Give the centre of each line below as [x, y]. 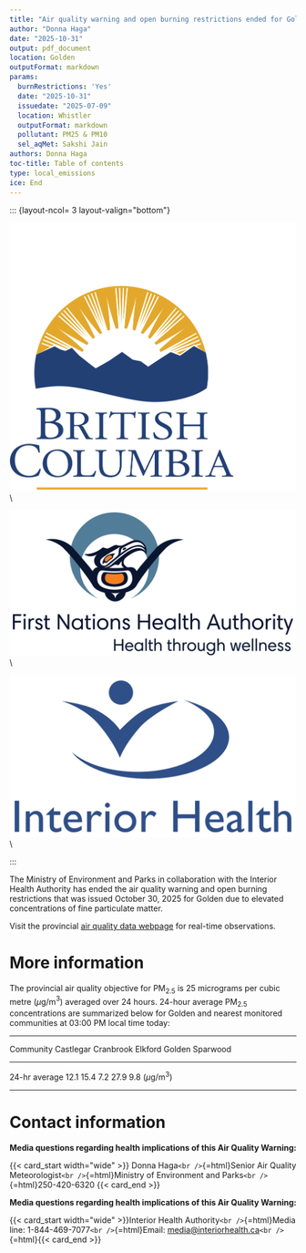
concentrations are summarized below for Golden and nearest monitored [146, 1013]
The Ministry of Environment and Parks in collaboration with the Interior [143, 879]
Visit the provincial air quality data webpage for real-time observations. [143, 926]
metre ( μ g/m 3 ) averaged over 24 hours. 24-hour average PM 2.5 [128, 1002]
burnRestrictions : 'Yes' [65, 87]
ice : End [26, 182]
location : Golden [42, 58]
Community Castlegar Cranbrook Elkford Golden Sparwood [121, 1050]
